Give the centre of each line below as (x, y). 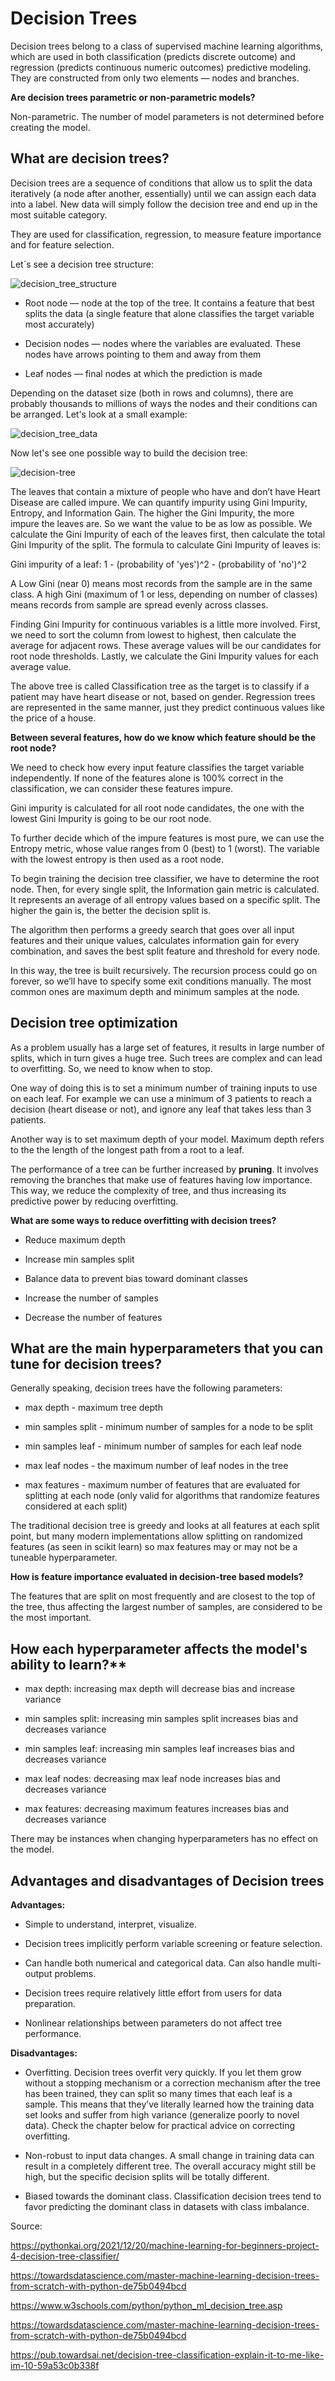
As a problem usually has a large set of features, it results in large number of (167, 1047)
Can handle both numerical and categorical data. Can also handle (159, 1963)
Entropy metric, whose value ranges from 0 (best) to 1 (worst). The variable (165, 848)
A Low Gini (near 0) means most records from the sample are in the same (161, 583)
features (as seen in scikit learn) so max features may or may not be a (154, 1547)
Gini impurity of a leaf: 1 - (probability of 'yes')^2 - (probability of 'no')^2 (158, 564)
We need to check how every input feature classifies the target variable (157, 767)
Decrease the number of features (93, 1317)
